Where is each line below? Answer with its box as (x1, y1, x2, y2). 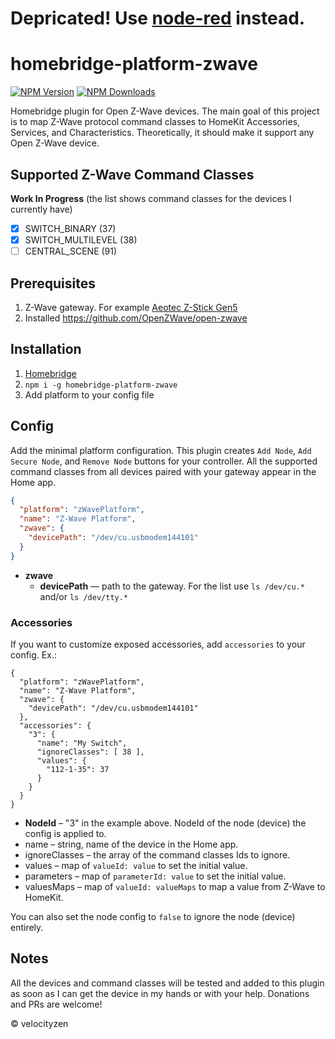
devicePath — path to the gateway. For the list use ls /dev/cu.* (39, 580, 305, 592)
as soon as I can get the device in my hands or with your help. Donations (10, 987, 310, 999)
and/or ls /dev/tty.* (39, 590, 129, 602)
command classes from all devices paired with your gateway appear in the (10, 465, 317, 477)
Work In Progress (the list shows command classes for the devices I (10, 192, 292, 204)
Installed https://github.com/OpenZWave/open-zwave (24, 312, 248, 324)
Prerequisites (10, 275, 96, 292)
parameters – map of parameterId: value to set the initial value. (24, 870, 287, 882)
